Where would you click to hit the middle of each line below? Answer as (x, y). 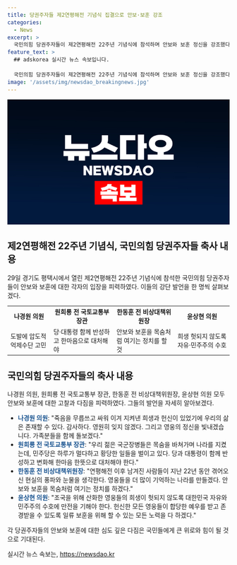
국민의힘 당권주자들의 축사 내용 (71, 376)
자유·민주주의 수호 (202, 345)
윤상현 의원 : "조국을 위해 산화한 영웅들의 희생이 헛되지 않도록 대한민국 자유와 (122, 498)
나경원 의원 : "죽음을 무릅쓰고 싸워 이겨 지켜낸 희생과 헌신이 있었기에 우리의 (120, 418)
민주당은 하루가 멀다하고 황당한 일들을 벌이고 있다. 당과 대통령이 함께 (127, 453)
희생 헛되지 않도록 (202, 336)
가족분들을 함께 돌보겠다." (68, 436)
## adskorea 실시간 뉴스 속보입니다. (62, 60)
